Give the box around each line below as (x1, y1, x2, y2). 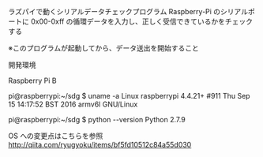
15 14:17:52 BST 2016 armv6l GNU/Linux (8, 99, 138, 109)
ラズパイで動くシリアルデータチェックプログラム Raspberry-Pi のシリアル (8, 7, 249, 16)
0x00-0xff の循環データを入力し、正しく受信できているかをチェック (30, 17, 254, 26)
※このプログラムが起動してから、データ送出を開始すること (8, 43, 200, 53)
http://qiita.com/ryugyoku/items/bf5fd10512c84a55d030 (8, 140, 192, 149)
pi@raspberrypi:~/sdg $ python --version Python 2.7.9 (8, 115, 186, 124)
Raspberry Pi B (8, 76, 57, 85)
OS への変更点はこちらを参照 (8, 131, 103, 140)
